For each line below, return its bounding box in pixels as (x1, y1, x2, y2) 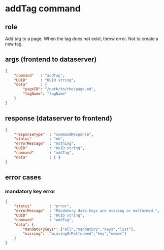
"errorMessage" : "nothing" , (14, 141, 76, 146)
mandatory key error (5, 188, 56, 195)
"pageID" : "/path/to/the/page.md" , (23, 87, 96, 92)
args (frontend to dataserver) (5, 55, 97, 64)
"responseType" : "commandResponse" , (14, 132, 94, 137)
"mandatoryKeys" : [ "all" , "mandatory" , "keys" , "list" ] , (23, 227, 135, 232)
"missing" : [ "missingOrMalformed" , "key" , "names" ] (23, 231, 127, 236)
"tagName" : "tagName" (23, 91, 67, 96)
